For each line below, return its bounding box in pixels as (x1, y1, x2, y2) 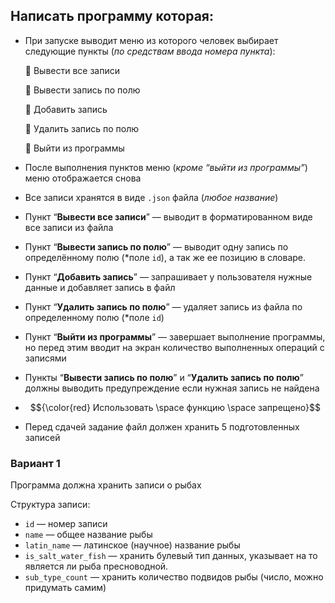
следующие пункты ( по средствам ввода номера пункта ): (24, 45, 276, 57)
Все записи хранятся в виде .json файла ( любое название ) (24, 191, 279, 203)
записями (24, 352, 67, 364)
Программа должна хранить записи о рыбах (10, 479, 202, 491)
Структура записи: (10, 499, 91, 511)
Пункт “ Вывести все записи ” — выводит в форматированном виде (24, 210, 313, 223)
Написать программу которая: (10, 8, 214, 25)
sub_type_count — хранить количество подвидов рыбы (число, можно (24, 571, 324, 583)
